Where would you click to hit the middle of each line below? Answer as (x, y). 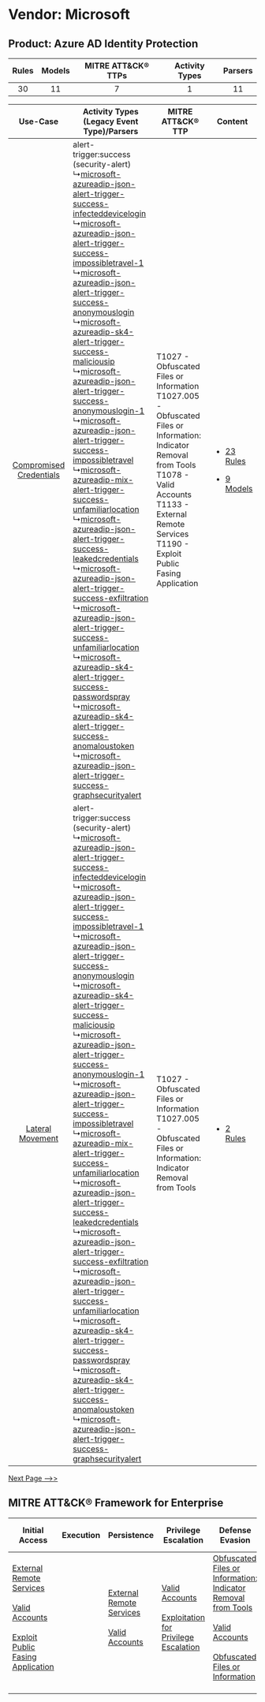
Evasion (235, 1540)
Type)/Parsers (111, 131)
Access (33, 1540)
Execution (81, 1535)
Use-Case (39, 121)
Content (232, 121)
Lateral (39, 1128)
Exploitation (183, 1617)
